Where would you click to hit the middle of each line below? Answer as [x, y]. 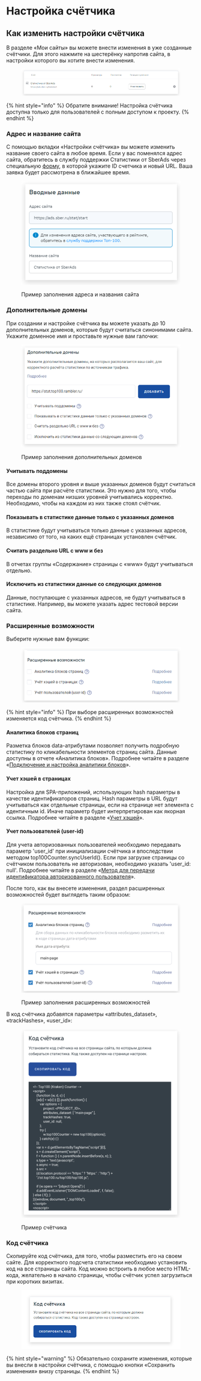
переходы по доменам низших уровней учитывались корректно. [89, 497]
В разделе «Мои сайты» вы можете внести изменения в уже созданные [99, 47]
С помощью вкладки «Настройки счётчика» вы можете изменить [91, 147]
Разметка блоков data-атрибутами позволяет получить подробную [93, 746]
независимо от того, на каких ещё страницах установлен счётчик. [91, 537]
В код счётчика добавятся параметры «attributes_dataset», [82, 1014]
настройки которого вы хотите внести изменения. [70, 60]
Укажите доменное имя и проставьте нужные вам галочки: [82, 336]
